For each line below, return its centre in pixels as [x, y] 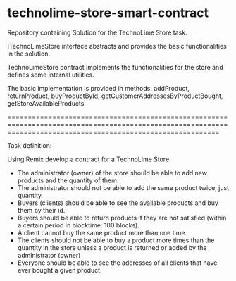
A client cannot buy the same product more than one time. [102, 232]
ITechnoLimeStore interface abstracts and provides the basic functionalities [117, 46]
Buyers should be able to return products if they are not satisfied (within [122, 218]
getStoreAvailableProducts [46, 103]
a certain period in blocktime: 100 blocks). [78, 225]
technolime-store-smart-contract [108, 13]
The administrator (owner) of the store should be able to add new [112, 173]
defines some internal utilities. [51, 75]
